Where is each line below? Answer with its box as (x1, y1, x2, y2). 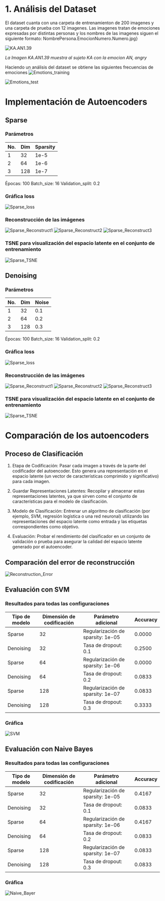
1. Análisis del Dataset (5, 3, 97, 15)
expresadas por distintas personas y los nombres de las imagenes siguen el (5, 30, 159, 36)
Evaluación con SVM (5, 586, 70, 594)
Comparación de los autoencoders (5, 430, 149, 441)
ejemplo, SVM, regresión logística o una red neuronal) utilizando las (12, 513, 149, 519)
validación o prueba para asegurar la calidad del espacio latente (12, 539, 142, 545)
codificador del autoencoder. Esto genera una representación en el (12, 468, 148, 474)
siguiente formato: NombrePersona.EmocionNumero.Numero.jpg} (5, 36, 138, 41)
